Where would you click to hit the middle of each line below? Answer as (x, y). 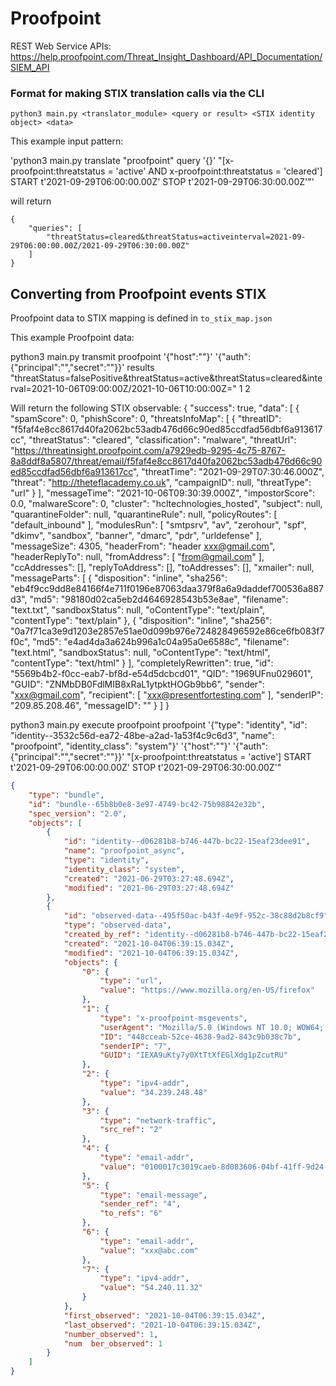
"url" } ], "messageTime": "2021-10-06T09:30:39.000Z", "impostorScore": (163, 493)
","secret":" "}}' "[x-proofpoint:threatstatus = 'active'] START (188, 757)
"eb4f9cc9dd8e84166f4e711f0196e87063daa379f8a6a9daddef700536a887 (167, 589)
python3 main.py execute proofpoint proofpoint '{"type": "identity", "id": (159, 725)
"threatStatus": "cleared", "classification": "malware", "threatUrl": (162, 440)
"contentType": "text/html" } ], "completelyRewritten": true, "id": (142, 663)
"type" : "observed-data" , (117, 925)
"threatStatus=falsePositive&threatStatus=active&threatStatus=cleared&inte (166, 378)
